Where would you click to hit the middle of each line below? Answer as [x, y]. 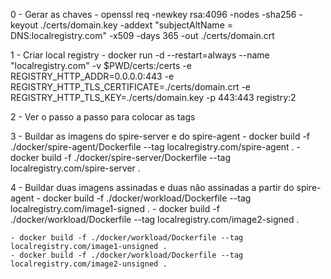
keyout [24, 25]
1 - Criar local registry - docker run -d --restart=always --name [140, 55]
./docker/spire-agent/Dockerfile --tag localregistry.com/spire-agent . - [156, 147]
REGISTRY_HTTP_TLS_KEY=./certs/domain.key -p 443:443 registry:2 [153, 97]
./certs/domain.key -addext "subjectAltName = [136, 25]
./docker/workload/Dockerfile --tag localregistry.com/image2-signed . [155, 219]
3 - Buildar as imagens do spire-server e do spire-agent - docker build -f [160, 136]
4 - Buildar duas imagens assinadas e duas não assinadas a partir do [152, 187]
